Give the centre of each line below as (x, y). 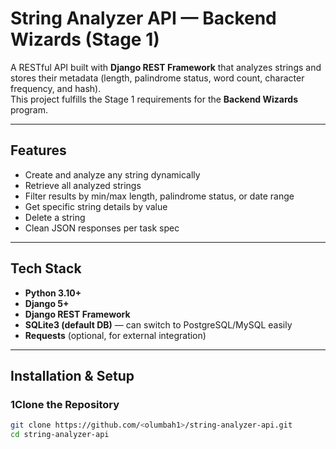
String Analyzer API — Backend (143, 18)
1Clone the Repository (65, 404)
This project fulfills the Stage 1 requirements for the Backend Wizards (154, 99)
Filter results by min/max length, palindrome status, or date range (159, 196)
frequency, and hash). (56, 88)
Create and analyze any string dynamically (112, 174)
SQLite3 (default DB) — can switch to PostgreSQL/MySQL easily (158, 324)
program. (29, 109)
